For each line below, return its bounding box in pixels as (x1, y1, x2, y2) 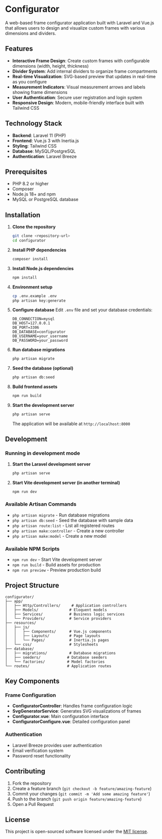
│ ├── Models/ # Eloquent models (5, 607, 107, 612)
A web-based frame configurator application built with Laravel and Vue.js (5, 20, 155, 26)
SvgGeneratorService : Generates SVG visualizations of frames (12, 708, 142, 714)
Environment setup (12, 284, 53, 290)
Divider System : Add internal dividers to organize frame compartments (12, 68, 158, 74)
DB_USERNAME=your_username (12, 334, 68, 339)
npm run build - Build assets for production (12, 561, 101, 567)
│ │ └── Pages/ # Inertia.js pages (5, 638, 110, 642)
